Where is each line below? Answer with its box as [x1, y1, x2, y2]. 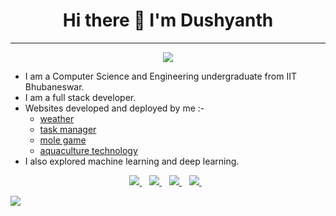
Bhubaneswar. [24, 80, 85, 93]
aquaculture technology [39, 144, 138, 156]
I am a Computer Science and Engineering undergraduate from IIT [24, 70, 297, 82]
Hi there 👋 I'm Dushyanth [62, 9, 274, 32]
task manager [39, 123, 97, 135]
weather [39, 112, 75, 124]
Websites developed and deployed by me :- [24, 102, 205, 114]
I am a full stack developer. [24, 91, 137, 103]
